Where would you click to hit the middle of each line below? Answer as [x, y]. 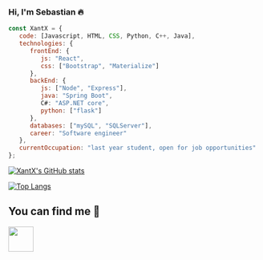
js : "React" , [62, 59]
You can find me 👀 [54, 211]
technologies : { [46, 44]
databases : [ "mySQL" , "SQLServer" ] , [91, 126]
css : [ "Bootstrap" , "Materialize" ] [100, 66]
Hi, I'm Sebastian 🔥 [46, 12]
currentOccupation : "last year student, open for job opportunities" [138, 148]
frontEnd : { [49, 51]
